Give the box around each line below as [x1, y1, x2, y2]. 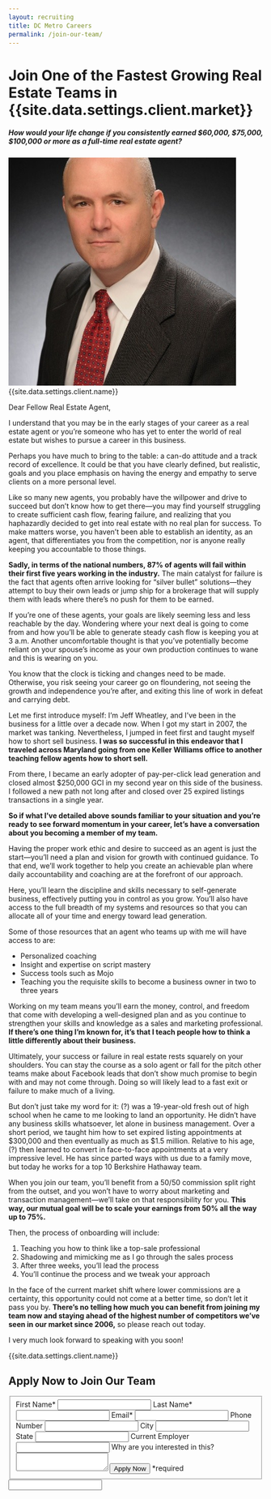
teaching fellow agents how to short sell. [8, 753, 148, 763]
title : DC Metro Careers [8, 21, 92, 30]
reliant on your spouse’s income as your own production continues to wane [8, 645, 259, 654]
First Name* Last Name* [15, 1399, 193, 1410]
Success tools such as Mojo [19, 968, 114, 978]
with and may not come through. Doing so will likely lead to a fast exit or [8, 1077, 248, 1086]
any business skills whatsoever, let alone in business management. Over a [8, 1119, 256, 1129]
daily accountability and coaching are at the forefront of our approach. [8, 869, 243, 879]
